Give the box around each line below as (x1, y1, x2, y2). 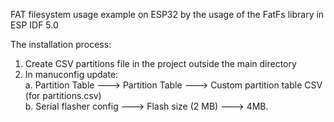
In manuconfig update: (24, 69, 119, 80)
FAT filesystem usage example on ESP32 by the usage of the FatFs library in (10, 9, 325, 20)
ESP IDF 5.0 (10, 19, 59, 31)
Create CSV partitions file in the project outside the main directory (24, 58, 297, 69)
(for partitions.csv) (24, 90, 102, 101)
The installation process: (10, 39, 112, 50)
